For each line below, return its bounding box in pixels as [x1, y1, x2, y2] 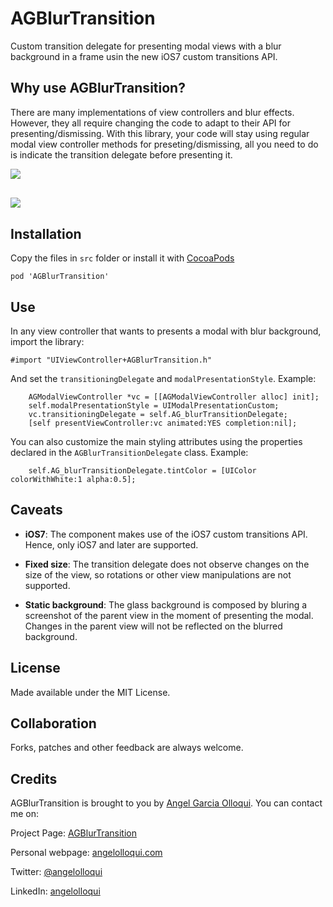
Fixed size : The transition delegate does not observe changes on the [24, 558, 310, 570]
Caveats [10, 502, 63, 519]
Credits [10, 770, 58, 787]
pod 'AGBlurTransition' [10, 272, 110, 282]
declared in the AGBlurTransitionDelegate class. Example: [10, 446, 249, 458]
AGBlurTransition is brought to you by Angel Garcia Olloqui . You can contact [10, 797, 323, 809]
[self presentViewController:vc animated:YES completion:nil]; [28, 418, 298, 428]
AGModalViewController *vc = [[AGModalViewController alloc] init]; [28, 392, 320, 402]
